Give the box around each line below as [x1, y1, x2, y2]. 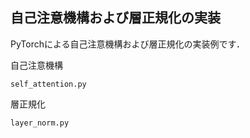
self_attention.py [10, 79, 87, 89]
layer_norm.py [10, 118, 70, 128]
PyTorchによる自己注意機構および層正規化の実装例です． [10, 38, 246, 50]
